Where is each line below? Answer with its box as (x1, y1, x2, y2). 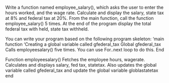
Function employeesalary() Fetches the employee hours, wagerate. (5, 57, 146, 63)
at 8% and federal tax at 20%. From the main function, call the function (5, 15, 154, 21)
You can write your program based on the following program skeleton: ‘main (5, 36, 164, 42)
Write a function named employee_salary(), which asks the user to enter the (5, 5, 164, 10)
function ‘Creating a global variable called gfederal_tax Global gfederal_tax (5, 41, 161, 47)
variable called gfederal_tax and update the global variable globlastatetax (5, 67, 159, 73)
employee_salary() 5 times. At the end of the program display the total (5, 20, 151, 26)
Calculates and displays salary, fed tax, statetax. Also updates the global (5, 62, 157, 68)
